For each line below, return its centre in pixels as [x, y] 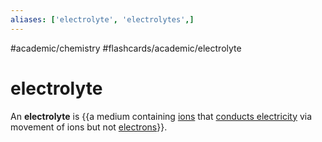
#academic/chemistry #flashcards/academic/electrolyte [126, 48]
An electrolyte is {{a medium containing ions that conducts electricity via [161, 116]
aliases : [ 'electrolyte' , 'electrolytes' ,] [102, 19]
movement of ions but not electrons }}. [89, 127]
